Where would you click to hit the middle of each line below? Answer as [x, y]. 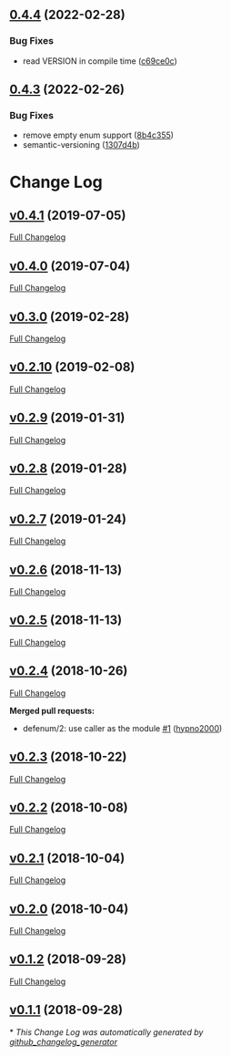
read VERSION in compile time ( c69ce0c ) [100, 61]
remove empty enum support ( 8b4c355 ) [98, 135]
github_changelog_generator [64, 1041]
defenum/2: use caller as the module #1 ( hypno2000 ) [122, 728]
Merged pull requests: [52, 710]
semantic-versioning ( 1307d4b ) [81, 145]
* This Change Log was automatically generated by [106, 1032]
